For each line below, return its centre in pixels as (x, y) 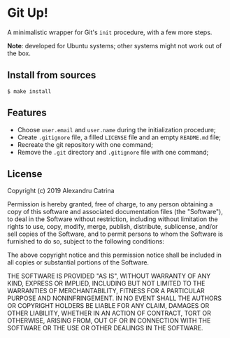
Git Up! (28, 13)
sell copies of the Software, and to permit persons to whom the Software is (115, 234)
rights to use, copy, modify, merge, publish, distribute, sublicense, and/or (113, 227)
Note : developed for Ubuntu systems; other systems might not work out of (115, 45)
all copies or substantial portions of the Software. (78, 262)
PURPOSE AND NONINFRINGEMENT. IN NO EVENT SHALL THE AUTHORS (115, 298)
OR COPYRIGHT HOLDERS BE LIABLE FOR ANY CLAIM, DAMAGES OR (108, 306)
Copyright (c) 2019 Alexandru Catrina (61, 191)
